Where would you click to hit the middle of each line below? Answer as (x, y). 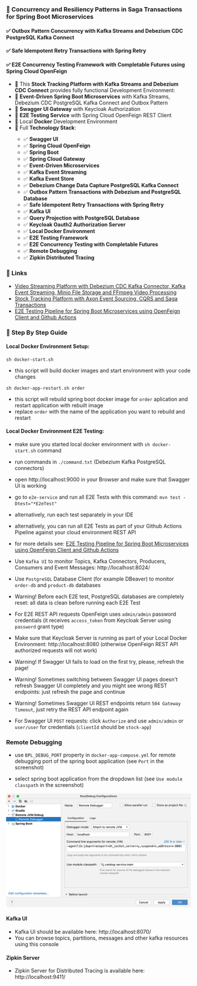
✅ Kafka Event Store (49, 179)
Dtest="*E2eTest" (36, 504)
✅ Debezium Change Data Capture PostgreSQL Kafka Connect (101, 185)
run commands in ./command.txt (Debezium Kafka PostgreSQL (90, 462)
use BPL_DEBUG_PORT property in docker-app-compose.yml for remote (95, 755)
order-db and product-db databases (57, 585)
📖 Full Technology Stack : (45, 128)
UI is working (30, 485)
